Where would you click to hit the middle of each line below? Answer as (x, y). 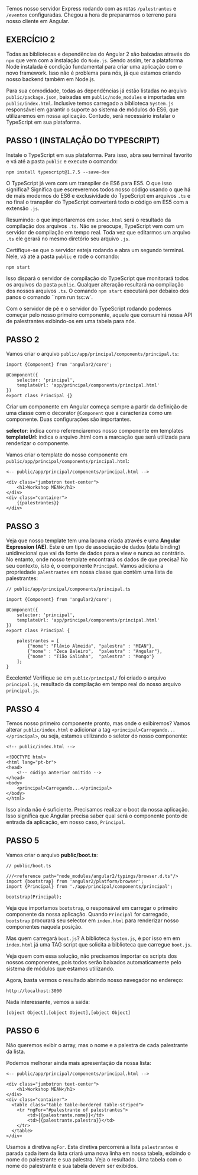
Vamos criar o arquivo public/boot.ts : (52, 855)
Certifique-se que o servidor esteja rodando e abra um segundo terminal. (95, 250)
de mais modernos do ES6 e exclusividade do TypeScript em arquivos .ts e (98, 195)
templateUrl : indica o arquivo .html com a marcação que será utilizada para (98, 437)
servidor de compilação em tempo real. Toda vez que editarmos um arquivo (98, 232)
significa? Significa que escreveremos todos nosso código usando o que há (98, 189)
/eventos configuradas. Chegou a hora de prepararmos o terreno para (92, 15)
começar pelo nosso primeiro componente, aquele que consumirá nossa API (99, 315)
